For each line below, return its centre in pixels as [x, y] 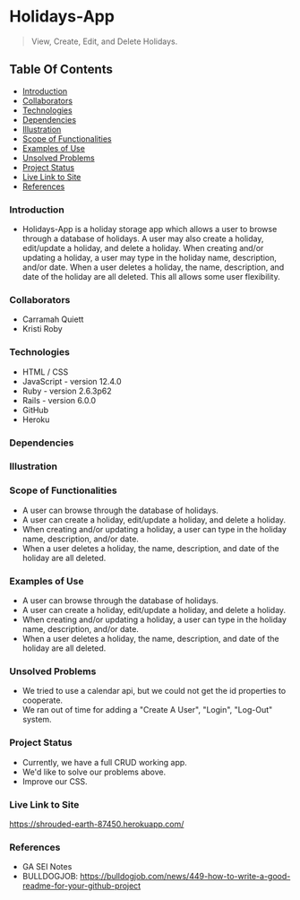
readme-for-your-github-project [81, 886]
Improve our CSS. [55, 781]
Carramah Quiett [53, 319]
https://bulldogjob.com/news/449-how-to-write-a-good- [185, 877]
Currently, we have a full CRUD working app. [105, 762]
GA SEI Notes [47, 867]
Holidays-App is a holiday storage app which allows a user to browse [150, 229]
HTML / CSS [45, 372]
